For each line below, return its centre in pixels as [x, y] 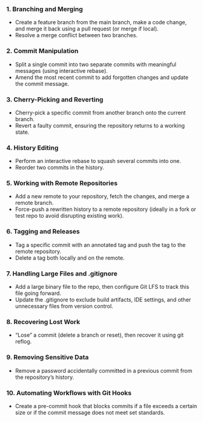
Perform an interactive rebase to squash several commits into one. [98, 161]
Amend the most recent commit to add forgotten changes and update [102, 77]
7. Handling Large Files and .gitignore [62, 274]
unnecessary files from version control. [64, 306]
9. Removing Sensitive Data [48, 358]
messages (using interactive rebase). [61, 71]
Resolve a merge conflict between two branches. [76, 35]
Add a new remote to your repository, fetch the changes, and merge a [102, 196]
